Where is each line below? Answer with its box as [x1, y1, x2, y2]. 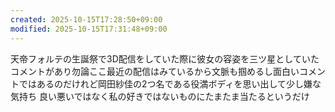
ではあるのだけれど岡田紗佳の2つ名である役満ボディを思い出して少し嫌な [18, 77, 322, 90]
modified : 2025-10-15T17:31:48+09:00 [10, 24, 168, 34]
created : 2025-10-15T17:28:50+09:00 [10, 14, 163, 25]
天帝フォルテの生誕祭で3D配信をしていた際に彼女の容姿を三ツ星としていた [10, 52, 320, 65]
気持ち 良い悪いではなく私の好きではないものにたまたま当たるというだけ [10, 90, 310, 102]
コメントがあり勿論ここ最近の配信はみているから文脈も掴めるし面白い [10, 65, 300, 77]
